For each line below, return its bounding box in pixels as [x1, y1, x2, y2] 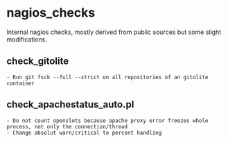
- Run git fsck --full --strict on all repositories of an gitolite [6, 74, 209, 81]
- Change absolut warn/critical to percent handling [6, 129, 162, 136]
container [6, 80, 35, 87]
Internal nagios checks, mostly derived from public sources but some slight [6, 28, 222, 36]
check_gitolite [6, 56, 69, 67]
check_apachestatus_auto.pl [6, 99, 134, 110]
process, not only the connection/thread [6, 123, 128, 130]
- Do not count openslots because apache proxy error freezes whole [6, 117, 209, 124]
